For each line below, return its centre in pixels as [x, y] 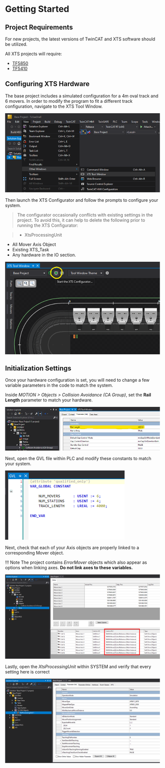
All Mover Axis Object [34, 244]
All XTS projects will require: [34, 54]
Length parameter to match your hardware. [49, 400]
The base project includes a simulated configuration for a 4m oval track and [82, 96]
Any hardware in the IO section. [44, 255]
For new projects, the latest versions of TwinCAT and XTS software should [80, 39]
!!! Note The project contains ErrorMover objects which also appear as [76, 562]
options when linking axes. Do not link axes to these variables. [69, 567]
